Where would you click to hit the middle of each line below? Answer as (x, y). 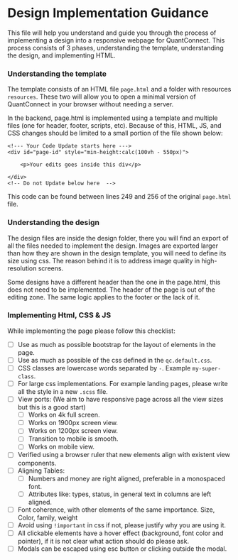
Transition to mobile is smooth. (73, 439)
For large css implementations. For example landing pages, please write (123, 384)
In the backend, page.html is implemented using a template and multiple (113, 118)
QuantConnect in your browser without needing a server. (91, 104)
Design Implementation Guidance (108, 13)
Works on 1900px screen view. (73, 423)
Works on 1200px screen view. (73, 431)
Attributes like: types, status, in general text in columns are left (120, 494)
